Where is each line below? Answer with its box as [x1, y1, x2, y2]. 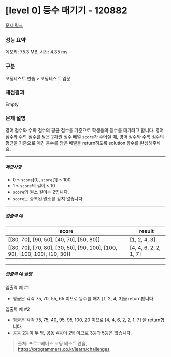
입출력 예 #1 [5, 285, 29, 291]
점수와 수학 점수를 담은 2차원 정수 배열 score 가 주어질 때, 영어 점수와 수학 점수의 [5, 134, 164, 140]
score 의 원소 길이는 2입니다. [12, 189, 69, 196]
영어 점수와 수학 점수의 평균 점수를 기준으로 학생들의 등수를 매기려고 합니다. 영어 [5, 127, 164, 134]
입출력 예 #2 [5, 306, 30, 312]
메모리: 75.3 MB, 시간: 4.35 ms [5, 49, 68, 55]
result [139, 228, 154, 235]
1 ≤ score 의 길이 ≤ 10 [12, 183, 55, 189]
